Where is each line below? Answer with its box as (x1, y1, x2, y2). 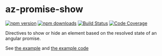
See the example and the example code (5, 45, 89, 51)
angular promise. (5, 35, 41, 41)
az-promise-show (5, 4, 83, 15)
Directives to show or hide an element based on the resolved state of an (5, 30, 157, 36)
